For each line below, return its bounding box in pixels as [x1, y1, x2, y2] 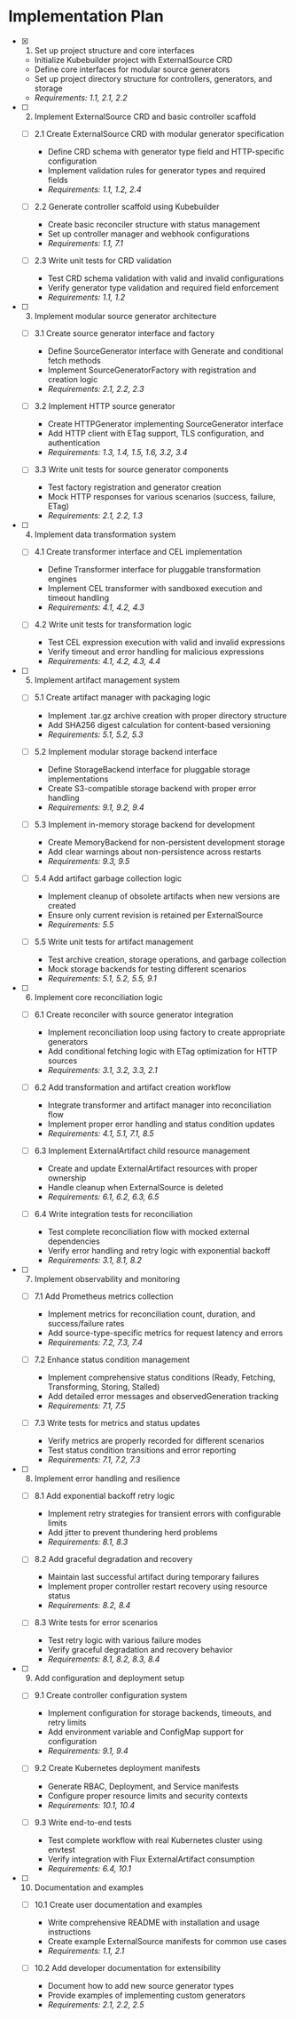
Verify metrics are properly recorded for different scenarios [47, 1436, 265, 1446]
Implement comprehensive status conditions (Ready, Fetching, [47, 1372, 276, 1383]
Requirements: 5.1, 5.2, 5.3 [47, 729, 144, 740]
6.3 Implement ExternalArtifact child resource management [34, 1145, 251, 1156]
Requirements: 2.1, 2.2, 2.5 [47, 1999, 144, 2010]
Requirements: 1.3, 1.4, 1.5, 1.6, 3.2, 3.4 [47, 447, 188, 458]
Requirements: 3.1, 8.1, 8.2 [47, 1255, 143, 1265]
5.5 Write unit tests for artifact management [34, 936, 194, 947]
